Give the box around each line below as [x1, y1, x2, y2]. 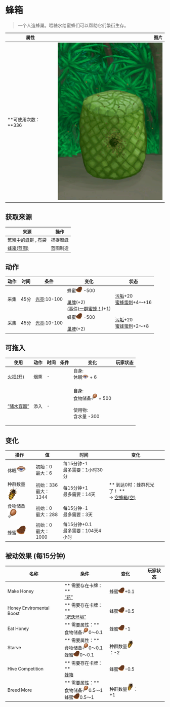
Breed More [7, 687, 32, 693]
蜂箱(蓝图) [7, 245, 29, 251]
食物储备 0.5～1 [64, 687, 103, 693]
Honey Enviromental [7, 605, 50, 611]
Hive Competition [7, 665, 44, 672]
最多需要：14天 [63, 491, 96, 497]
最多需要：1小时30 [63, 467, 103, 473]
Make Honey [7, 588, 34, 594]
